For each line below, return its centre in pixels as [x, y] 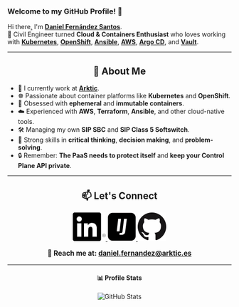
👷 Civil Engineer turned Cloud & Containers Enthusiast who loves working [117, 34]
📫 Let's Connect [119, 196]
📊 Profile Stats [119, 278]
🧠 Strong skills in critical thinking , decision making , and [100, 140]
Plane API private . [45, 166]
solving [29, 147]
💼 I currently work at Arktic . [58, 88]
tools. [26, 122]
